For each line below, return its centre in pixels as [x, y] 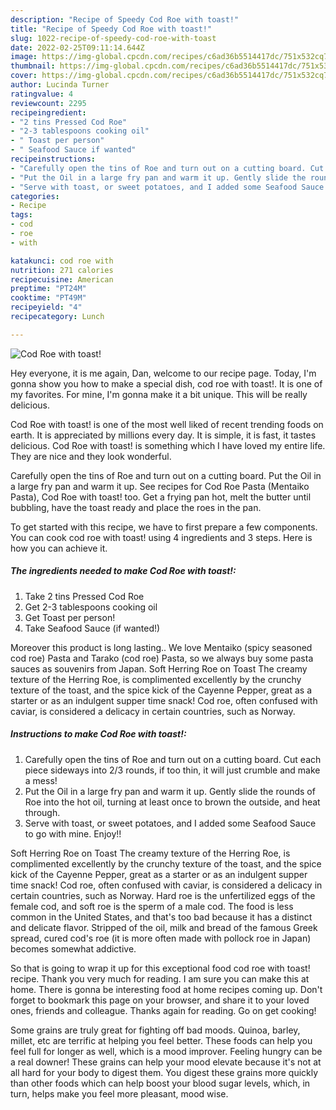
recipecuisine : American [62, 279]
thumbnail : [33, 66]
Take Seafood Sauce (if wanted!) [92, 628]
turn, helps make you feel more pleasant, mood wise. [119, 1093]
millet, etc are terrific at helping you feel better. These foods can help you [161, 1040]
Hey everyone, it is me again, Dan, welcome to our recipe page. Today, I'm [163, 373]
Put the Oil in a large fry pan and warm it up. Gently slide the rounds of [170, 791]
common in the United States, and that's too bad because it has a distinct [161, 917]
